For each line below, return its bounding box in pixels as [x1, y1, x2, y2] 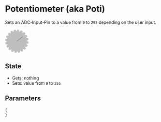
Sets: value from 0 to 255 [12, 80, 61, 86]
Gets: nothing [12, 75, 39, 81]
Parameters [5, 94, 41, 103]
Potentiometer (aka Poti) [5, 3, 105, 15]
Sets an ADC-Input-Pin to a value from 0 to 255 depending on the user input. [5, 19, 156, 25]
